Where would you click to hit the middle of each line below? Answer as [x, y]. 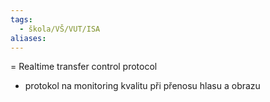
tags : [21, 19]
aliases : [28, 38]
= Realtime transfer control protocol [84, 67]
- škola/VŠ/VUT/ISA [60, 29]
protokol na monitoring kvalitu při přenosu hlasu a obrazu [142, 86]
